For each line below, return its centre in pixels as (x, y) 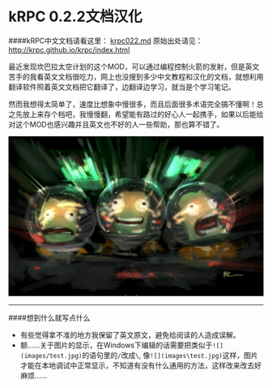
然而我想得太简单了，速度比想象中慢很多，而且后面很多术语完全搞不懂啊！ (132, 104)
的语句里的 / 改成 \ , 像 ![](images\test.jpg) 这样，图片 (170, 355)
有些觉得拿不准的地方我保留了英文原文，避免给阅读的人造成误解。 (130, 334)
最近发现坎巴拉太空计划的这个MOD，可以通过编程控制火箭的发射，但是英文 (134, 67)
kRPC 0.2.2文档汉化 (76, 17)
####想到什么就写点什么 (49, 317)
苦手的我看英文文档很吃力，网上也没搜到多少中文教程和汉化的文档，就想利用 (136, 76)
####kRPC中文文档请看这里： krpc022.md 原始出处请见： (106, 41)
